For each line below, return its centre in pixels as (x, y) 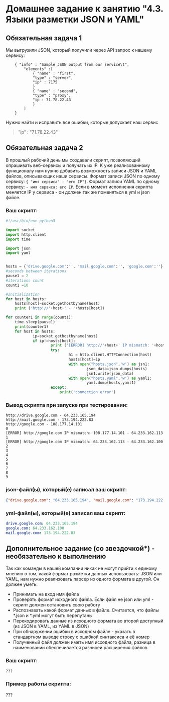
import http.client (26, 234)
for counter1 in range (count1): (39, 317)
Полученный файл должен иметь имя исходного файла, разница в (84, 642)
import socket (21, 230)
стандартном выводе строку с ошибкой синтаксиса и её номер (81, 637)
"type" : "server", (53, 78)
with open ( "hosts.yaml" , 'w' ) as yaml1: (110, 378)
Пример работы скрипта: (39, 684)
